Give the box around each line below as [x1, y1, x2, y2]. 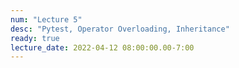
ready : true [10, 33, 60, 43]
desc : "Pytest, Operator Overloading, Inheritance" [10, 24, 230, 34]
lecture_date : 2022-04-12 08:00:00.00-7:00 [10, 42, 195, 53]
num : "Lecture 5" [10, 14, 83, 25]
